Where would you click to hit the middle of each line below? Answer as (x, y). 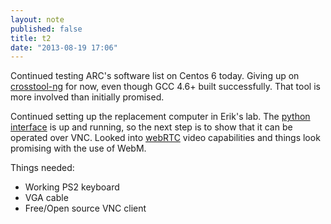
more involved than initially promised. (87, 97)
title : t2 (31, 38)
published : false (46, 29)
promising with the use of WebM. (78, 148)
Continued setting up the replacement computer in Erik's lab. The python (160, 117)
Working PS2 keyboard (72, 187)
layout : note (37, 19)
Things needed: (42, 168)
